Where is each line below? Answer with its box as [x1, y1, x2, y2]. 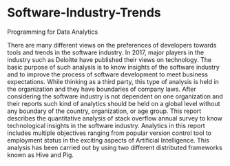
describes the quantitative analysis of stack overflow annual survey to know [7, 114, 222, 122]
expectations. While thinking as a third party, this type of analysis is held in [7, 77, 219, 85]
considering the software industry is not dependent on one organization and [7, 92, 224, 101]
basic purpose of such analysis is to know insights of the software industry [7, 63, 220, 71]
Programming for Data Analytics [7, 28, 98, 36]
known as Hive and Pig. [7, 150, 74, 159]
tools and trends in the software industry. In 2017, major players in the [7, 48, 205, 56]
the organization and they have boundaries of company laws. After [7, 85, 196, 93]
